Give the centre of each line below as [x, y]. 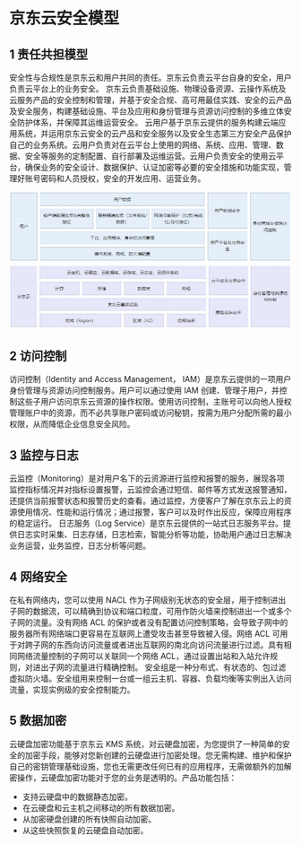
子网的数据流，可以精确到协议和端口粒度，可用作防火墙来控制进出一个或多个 [150, 612]
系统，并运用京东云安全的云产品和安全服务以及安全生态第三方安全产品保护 [154, 134]
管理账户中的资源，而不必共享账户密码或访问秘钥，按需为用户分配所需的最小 [150, 413]
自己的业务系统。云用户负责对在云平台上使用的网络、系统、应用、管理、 [142, 145]
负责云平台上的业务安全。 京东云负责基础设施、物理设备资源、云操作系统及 [148, 89]
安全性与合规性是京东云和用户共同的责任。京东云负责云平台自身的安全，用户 [150, 78]
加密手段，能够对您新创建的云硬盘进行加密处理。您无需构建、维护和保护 [158, 755]
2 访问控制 [38, 356]
